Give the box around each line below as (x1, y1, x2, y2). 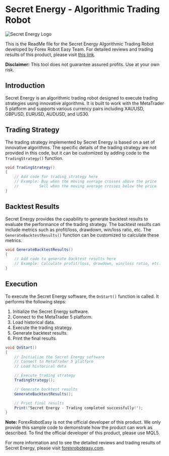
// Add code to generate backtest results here (14, 256, 116, 261)
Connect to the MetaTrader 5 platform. (12, 313, 93, 320)
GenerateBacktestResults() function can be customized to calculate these (5, 232, 159, 238)
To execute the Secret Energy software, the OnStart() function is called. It (5, 293, 159, 299)
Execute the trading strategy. (12, 325, 73, 331)
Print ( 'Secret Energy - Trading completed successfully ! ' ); (14, 405, 143, 411)
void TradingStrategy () (5, 165, 55, 170)
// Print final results (14, 400, 65, 405)
